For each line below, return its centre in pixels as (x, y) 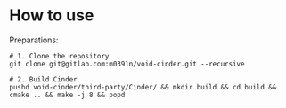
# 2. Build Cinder (43, 79)
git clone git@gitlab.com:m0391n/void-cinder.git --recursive (127, 64)
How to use (52, 15)
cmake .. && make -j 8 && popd (67, 95)
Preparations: (34, 40)
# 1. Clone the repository (59, 56)
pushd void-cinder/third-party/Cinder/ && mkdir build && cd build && (143, 87)
